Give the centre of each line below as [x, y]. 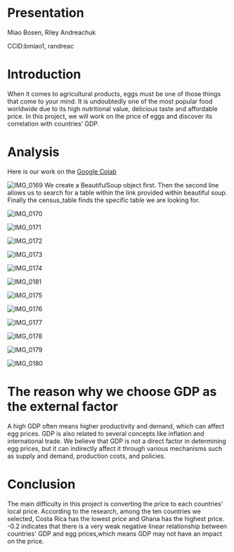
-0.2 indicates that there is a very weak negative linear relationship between [117, 526]
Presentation [46, 13]
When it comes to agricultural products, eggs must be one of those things [114, 93]
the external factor [63, 407]
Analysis [33, 152]
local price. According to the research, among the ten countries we [104, 511]
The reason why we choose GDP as [112, 392]
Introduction [44, 74]
